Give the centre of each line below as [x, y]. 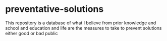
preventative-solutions [54, 9]
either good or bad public [32, 33]
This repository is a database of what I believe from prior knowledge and [81, 23]
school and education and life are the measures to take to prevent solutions [83, 28]
